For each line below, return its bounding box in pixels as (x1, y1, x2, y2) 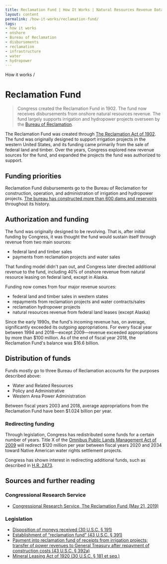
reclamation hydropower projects (12, 304, 81, 310)
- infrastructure (5, 49, 41, 54)
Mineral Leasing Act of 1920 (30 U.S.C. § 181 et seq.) (12, 553, 120, 559)
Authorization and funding (5, 215, 89, 224)
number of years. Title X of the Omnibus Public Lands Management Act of (5, 437, 157, 443)
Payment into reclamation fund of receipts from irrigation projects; (12, 537, 148, 543)
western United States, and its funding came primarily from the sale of (5, 142, 149, 148)
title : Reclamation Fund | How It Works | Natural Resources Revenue (5, 7, 153, 12)
